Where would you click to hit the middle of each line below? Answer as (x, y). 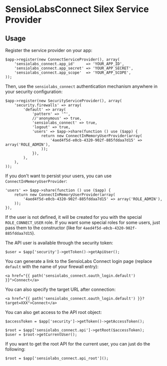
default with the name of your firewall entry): (52, 267)
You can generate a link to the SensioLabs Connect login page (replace (78, 261)
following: (15, 349)
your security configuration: (34, 92)
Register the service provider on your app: (49, 50)
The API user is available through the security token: (59, 243)
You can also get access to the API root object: (53, 312)
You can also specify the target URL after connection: (60, 289)
